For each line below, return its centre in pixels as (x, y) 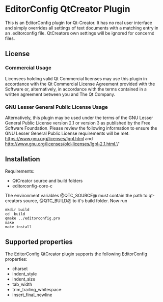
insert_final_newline (32, 295)
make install (18, 227)
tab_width (22, 284)
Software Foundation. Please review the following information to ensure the (81, 128)
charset (20, 269)
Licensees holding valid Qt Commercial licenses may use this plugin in (76, 78)
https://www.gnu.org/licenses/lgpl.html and (49, 138)
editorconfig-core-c (32, 186)
